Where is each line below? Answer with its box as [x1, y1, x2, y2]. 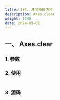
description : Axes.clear [5, 12, 55, 17]
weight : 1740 [5, 16, 31, 21]
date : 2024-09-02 [5, 20, 40, 26]
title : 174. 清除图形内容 [5, 7, 53, 12]
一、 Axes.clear [5, 40, 53, 48]
